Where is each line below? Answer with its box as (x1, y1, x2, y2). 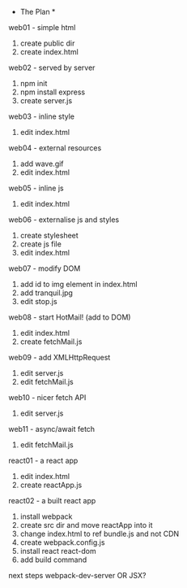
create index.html (19, 47, 79, 56)
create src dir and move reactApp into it (19, 520, 153, 529)
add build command (19, 555, 87, 564)
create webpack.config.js (19, 538, 105, 547)
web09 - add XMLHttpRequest (8, 353, 111, 362)
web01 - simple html (8, 23, 76, 32)
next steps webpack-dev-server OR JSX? (8, 571, 147, 580)
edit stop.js (19, 297, 58, 306)
